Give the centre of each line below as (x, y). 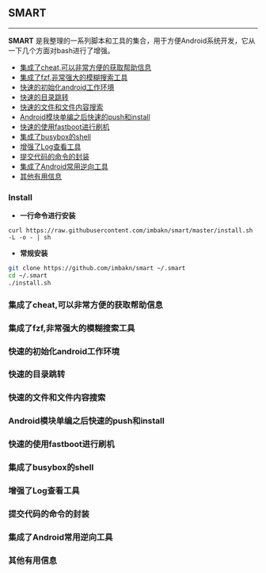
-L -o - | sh (30, 238)
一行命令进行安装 (47, 216)
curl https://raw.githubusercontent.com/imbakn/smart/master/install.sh (131, 231)
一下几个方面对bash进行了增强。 (61, 50)
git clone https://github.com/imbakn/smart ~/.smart (97, 269)
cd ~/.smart (28, 275)
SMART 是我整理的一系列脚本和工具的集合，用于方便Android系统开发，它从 (132, 40)
